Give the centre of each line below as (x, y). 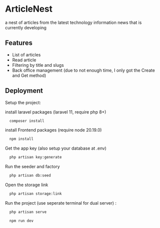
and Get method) (29, 75)
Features (19, 43)
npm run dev (22, 221)
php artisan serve (28, 212)
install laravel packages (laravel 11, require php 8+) (56, 112)
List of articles (26, 55)
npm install (22, 139)
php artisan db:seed (30, 176)
